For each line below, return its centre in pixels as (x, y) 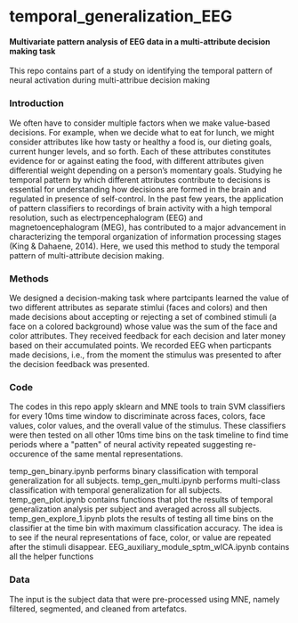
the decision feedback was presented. (79, 364)
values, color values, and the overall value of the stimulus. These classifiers (148, 426)
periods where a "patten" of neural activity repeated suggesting (126, 445)
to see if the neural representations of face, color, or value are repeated (140, 537)
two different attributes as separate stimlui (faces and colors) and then (138, 307)
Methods (29, 278)
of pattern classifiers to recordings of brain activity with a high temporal (141, 208)
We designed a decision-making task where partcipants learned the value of (149, 298)
